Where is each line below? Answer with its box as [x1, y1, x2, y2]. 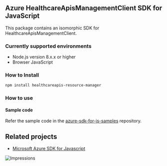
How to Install [5, 72, 39, 79]
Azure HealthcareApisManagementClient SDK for [5, 4, 163, 12]
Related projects [5, 132, 57, 141]
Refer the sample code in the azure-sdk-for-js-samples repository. [5, 118, 142, 124]
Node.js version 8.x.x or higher [12, 54, 76, 60]
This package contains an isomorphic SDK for [5, 25, 100, 31]
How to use [5, 94, 33, 101]
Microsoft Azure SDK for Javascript [12, 146, 86, 152]
